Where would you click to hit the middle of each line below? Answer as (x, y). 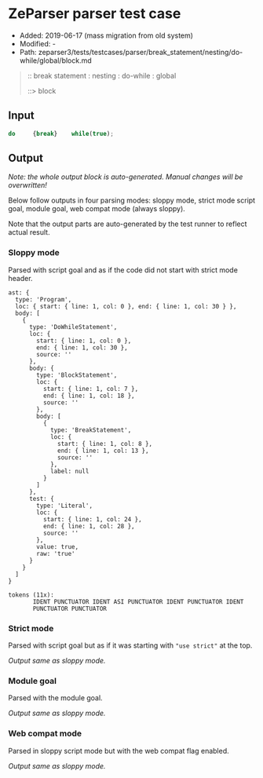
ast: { (19, 292)
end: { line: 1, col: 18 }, (89, 396)
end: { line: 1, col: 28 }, (89, 526)
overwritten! (27, 185)
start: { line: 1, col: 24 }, (93, 519)
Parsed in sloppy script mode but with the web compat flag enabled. (119, 751)
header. (20, 278)
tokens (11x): (31, 595)
